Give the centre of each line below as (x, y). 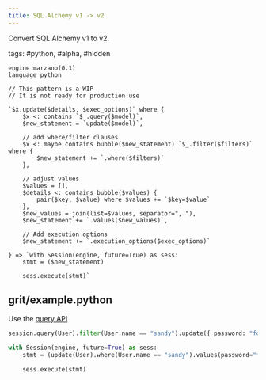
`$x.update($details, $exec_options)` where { (86, 109)
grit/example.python (61, 300)
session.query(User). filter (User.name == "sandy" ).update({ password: (127, 333)
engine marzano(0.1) (42, 68)
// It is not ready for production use (74, 96)
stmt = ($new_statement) (63, 262)
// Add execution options (65, 234)
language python (35, 75)
